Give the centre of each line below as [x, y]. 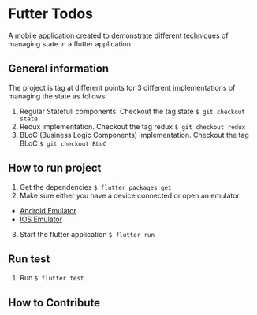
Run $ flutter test [52, 278]
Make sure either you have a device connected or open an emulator [130, 195]
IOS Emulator [41, 219]
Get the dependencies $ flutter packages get [95, 187]
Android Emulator [48, 210]
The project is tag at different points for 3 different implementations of [122, 87]
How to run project [55, 168]
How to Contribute [54, 303]
